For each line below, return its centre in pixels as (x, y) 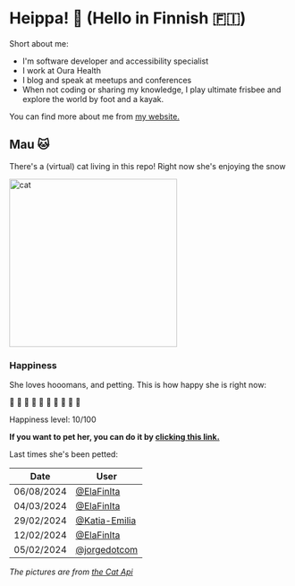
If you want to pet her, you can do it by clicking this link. (115, 437)
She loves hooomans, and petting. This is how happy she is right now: (138, 385)
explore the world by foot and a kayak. (93, 99)
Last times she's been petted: (64, 454)
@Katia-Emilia (106, 521)
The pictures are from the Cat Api (71, 572)
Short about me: (39, 43)
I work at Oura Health (61, 70)
